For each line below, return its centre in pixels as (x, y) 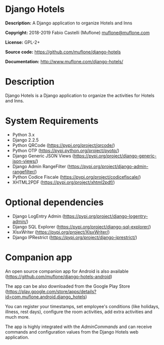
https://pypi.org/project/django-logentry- (106, 216)
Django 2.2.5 (25, 140)
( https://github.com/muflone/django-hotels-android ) (59, 276)
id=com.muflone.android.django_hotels (45, 297)
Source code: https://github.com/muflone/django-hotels (63, 52)
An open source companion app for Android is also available (67, 271)
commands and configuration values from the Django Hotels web (72, 332)
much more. (17, 317)
